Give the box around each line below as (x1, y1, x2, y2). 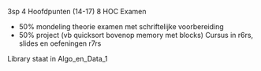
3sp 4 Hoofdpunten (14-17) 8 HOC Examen (7, 7, 147, 16)
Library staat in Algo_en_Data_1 (7, 54, 108, 63)
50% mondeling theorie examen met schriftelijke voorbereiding (18, 22, 224, 31)
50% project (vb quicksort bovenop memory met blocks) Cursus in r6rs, (18, 31, 254, 39)
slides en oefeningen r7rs (18, 39, 102, 48)
